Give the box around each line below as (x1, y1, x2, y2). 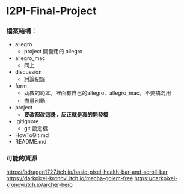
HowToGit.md (14, 132, 49, 139)
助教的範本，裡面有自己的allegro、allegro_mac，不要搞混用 (23, 89, 171, 97)
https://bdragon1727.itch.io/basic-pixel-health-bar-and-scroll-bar (6, 168, 168, 175)
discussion (14, 68, 42, 76)
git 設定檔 (23, 125, 48, 132)
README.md (14, 138, 47, 145)
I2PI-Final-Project (6, 4, 97, 18)
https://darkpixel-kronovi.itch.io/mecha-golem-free (6, 174, 133, 181)
